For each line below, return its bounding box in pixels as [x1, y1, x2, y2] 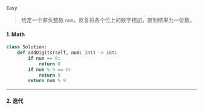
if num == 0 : [28, 55, 61, 61]
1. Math [6, 30, 25, 38]
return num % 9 [28, 78, 66, 84]
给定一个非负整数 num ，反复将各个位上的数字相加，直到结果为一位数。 [21, 16, 195, 24]
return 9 [38, 72, 61, 78]
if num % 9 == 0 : [28, 66, 71, 73]
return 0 [38, 60, 61, 67]
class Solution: [6, 44, 47, 50]
